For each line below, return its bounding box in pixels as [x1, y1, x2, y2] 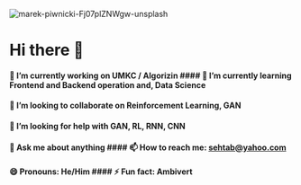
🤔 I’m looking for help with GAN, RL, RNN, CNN [9, 120, 187, 131]
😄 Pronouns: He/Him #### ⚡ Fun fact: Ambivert [9, 166, 193, 177]
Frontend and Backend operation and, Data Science [9, 79, 206, 90]
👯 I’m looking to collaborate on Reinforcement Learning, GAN [9, 100, 242, 111]
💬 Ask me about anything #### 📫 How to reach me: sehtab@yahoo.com [9, 142, 287, 153]
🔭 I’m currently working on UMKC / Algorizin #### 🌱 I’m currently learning [9, 70, 292, 81]
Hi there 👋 [9, 40, 84, 60]
